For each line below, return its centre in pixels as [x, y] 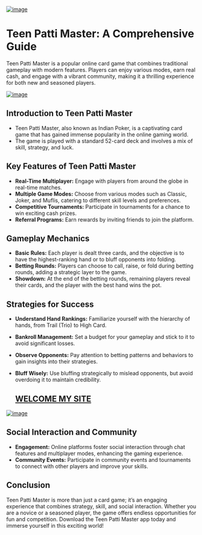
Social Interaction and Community [72, 432]
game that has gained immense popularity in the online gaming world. [102, 134]
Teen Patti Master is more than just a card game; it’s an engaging [87, 500]
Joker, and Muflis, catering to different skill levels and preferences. [98, 200]
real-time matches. [38, 187]
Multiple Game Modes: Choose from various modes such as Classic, [101, 194]
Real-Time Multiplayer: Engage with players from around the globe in [102, 181]
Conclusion [28, 485]
